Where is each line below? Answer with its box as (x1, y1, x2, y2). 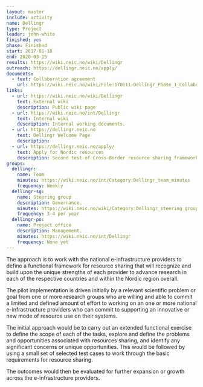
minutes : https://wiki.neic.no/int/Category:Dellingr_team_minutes (17, 178, 190, 184)
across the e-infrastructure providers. (6, 374, 100, 381)
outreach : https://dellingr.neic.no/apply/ (6, 65, 118, 71)
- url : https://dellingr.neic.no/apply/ (11, 143, 115, 150)
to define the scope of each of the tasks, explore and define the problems (6, 330, 190, 337)
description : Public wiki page (17, 104, 96, 110)
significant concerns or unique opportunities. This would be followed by (6, 343, 185, 350)
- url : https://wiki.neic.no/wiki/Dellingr (11, 93, 123, 99)
